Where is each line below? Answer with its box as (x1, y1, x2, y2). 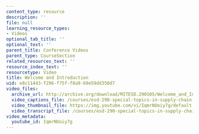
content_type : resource (6, 8, 65, 15)
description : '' (6, 14, 46, 20)
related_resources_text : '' (6, 58, 76, 64)
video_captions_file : (11, 97, 65, 103)
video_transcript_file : (11, 108, 70, 114)
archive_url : (11, 91, 44, 97)
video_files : (6, 86, 38, 92)
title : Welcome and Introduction (6, 75, 89, 81)
